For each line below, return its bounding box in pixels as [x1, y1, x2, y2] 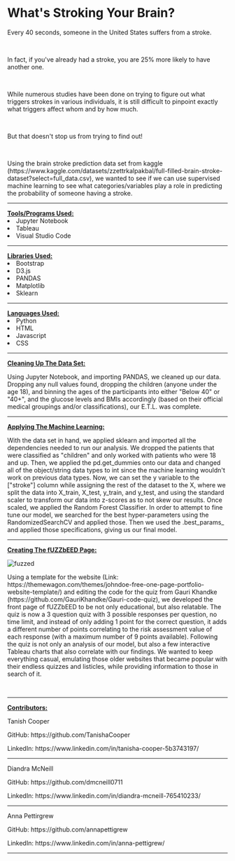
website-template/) [7, 588, 63, 596]
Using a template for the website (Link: [7, 573, 119, 581]
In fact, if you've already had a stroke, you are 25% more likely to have [7, 55, 211, 64]
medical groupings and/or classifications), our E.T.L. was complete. [7, 402, 201, 411]
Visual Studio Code [16, 231, 71, 240]
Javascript [16, 331, 47, 339]
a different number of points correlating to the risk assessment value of [7, 625, 213, 633]
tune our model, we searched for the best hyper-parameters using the [7, 510, 209, 519]
